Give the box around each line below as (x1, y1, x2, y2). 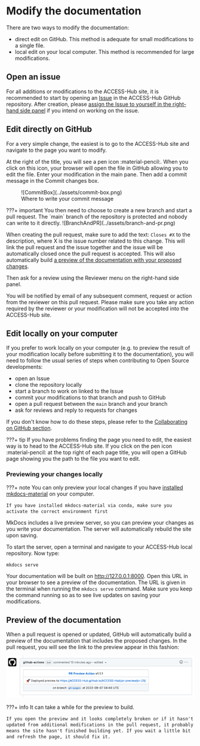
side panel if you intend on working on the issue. (20, 106, 140, 114)
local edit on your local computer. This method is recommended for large (14, 48, 195, 55)
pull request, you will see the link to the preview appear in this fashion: (6, 644, 179, 651)
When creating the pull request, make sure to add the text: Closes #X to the (6, 231, 191, 238)
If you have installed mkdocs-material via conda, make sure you (6, 502, 172, 509)
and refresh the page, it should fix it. (6, 734, 111, 740)
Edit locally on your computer (6, 328, 118, 338)
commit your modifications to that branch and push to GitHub (14, 394, 166, 401)
